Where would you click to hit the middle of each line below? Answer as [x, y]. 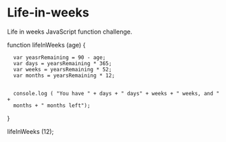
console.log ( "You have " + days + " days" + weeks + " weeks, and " [116, 93]
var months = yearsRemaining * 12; [64, 75]
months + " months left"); [52, 105]
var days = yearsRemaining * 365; [63, 63]
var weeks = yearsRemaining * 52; [63, 69]
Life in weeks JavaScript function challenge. [70, 32]
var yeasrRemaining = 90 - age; [60, 57]
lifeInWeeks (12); [31, 131]
